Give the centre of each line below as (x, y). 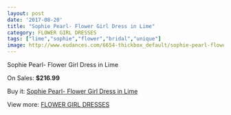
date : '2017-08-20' (35, 20)
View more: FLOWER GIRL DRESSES (58, 104)
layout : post (26, 13)
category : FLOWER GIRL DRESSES (52, 33)
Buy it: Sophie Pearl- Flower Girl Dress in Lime (73, 91)
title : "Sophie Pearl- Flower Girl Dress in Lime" (81, 26)
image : (16, 45)
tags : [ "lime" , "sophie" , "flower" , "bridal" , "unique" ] (84, 39)
